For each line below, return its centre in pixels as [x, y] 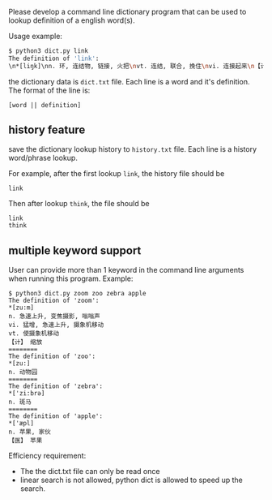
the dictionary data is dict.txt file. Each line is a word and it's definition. [129, 81]
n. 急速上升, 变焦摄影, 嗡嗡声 [54, 317]
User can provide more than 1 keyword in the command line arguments [126, 270]
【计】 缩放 [25, 343]
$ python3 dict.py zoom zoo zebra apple [78, 294]
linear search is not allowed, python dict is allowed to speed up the [131, 480]
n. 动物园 [23, 373]
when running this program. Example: [71, 278]
